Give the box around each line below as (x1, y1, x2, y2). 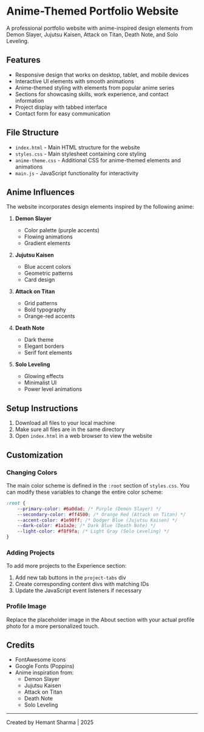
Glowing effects (24, 373, 64, 380)
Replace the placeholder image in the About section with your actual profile (6, 616, 195, 623)
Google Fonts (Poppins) (15, 663, 75, 670)
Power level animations (24, 385, 83, 393)
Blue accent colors (24, 263, 72, 271)
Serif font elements (24, 349, 72, 356)
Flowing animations (24, 233, 73, 241)
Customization (6, 450, 64, 460)
